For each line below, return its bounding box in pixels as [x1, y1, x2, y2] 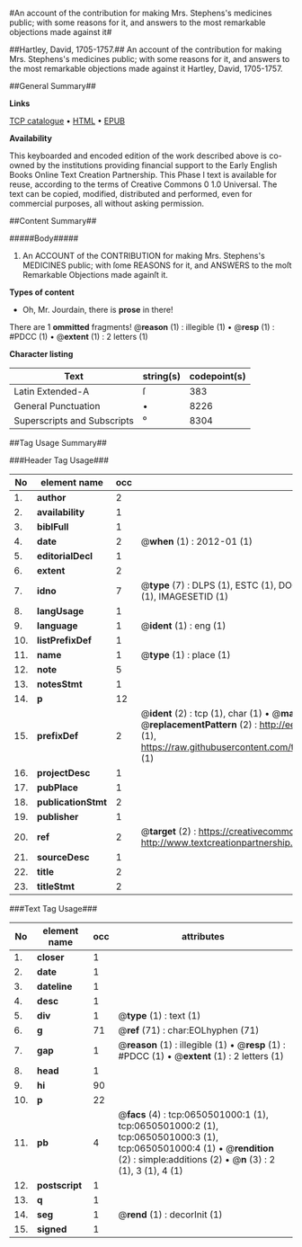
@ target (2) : [140, 825, 197, 837]
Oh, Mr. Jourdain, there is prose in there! [22, 305, 173, 315]
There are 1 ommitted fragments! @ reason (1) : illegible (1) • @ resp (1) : [9, 322, 275, 332]
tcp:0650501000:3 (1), [118, 1131, 218, 1143]
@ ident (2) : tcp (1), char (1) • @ [140, 708, 281, 719]
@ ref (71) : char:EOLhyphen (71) [118, 1024, 260, 1037]
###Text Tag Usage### [9, 904, 98, 913]
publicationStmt [37, 796, 108, 808]
